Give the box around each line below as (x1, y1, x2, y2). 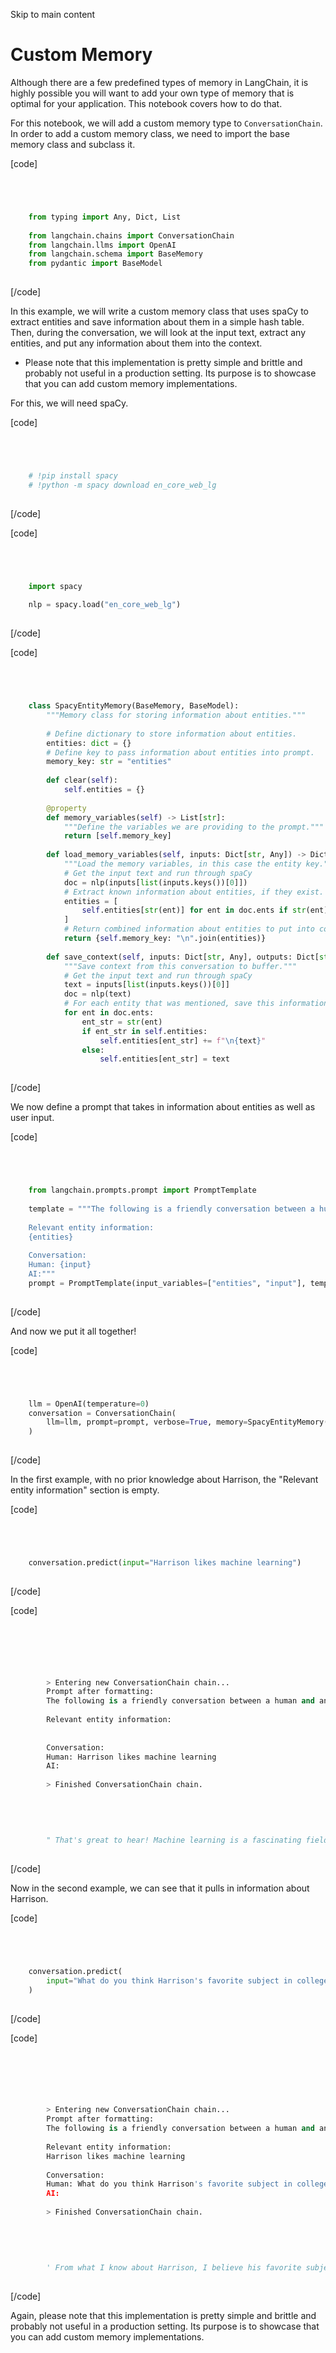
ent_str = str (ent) (81, 1017, 163, 1027)
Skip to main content (10, 9, 96, 20)
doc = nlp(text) (63, 989, 132, 999)
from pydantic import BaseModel (28, 259, 163, 269)
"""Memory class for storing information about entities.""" (46, 710, 307, 721)
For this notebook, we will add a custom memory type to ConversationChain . (10, 117, 323, 129)
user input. (10, 1112, 55, 1124)
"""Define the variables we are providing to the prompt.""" (63, 822, 325, 832)
